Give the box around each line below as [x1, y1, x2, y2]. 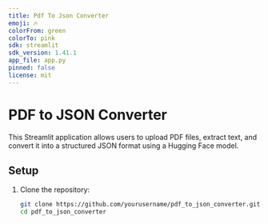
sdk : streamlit [8, 42, 59, 50]
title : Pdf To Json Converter [8, 11, 110, 20]
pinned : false [8, 64, 56, 72]
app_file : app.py [8, 57, 66, 65]
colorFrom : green [8, 26, 66, 34]
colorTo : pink [8, 34, 56, 42]
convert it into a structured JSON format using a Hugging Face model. [8, 141, 239, 150]
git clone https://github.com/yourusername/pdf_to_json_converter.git [19, 201, 261, 209]
